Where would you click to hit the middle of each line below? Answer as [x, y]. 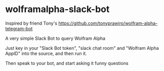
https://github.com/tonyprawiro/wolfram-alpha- [108, 23]
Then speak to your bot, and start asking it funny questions [67, 63]
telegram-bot [19, 28]
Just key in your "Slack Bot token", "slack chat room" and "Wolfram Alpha [82, 48]
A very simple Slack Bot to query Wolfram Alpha [55, 38]
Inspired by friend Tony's [31, 23]
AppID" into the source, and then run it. [46, 53]
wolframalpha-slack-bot [57, 9]
